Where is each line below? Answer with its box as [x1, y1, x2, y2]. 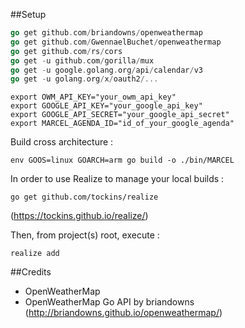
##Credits [10, 266, 52, 278]
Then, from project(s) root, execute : [10, 229, 160, 241]
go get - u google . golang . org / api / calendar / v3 [10, 65, 203, 75]
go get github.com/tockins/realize [10, 192, 159, 203]
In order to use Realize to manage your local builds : [10, 173, 225, 185]
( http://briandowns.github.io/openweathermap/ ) [24, 307, 223, 319]
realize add [10, 249, 60, 259]
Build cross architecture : [10, 136, 114, 148]
